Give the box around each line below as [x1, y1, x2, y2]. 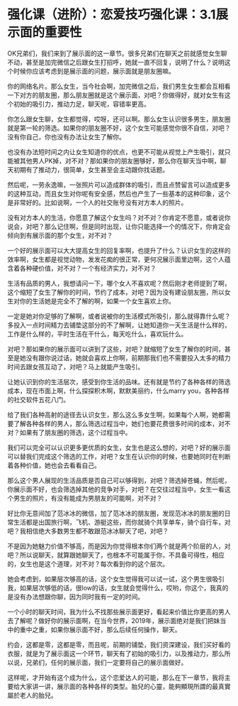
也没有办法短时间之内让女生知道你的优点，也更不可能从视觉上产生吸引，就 [7, 147, 225, 156]
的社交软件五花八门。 [7, 395, 69, 403]
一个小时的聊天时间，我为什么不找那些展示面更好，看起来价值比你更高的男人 [7, 607, 231, 616]
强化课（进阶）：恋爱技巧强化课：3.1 [7, 6, 216, 23]
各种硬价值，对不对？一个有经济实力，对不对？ [19, 264, 157, 272]
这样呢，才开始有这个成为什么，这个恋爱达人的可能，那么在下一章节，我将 [7, 673, 225, 682]
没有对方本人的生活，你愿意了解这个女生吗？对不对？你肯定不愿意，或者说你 [7, 213, 231, 222]
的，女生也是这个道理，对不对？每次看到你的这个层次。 [7, 559, 169, 568]
